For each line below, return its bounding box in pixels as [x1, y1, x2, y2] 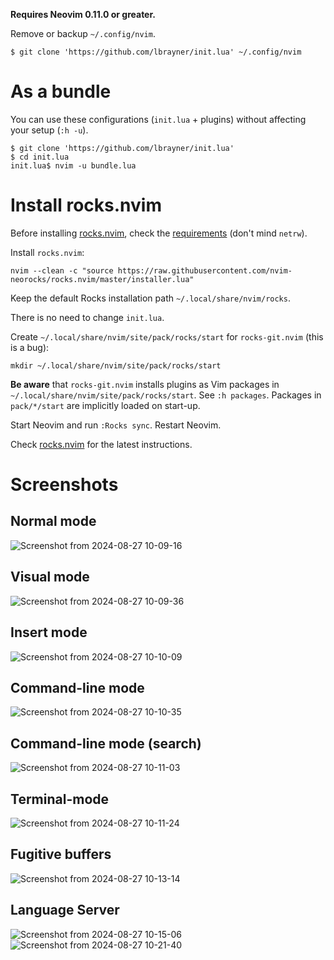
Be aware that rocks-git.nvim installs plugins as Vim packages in [10, 378, 280, 390]
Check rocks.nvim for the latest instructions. [10, 438, 193, 450]
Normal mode [10, 513, 97, 530]
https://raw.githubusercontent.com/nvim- [117, 265, 293, 276]
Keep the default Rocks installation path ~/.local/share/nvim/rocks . [10, 292, 291, 304]
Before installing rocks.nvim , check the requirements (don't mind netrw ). [10, 227, 308, 239]
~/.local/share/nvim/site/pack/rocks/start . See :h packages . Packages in [10, 389, 322, 401]
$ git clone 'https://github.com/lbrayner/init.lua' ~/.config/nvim [10, 47, 302, 57]
